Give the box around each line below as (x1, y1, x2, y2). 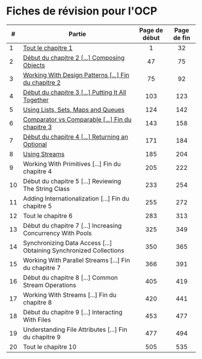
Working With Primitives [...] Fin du (23, 160, 121, 168)
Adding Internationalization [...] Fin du (23, 194, 129, 202)
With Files (23, 315, 51, 323)
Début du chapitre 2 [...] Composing (23, 53, 125, 61)
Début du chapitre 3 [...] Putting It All (23, 88, 126, 96)
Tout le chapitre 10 (23, 342, 77, 351)
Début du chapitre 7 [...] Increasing (23, 221, 122, 229)
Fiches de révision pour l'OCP (6, 4, 158, 18)
